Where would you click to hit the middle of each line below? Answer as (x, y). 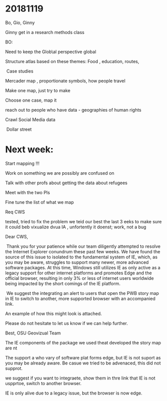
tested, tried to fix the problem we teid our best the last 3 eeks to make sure (83, 221)
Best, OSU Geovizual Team (33, 333)
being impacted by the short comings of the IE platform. (63, 283)
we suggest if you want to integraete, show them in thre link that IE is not (80, 378)
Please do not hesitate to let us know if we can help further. (67, 323)
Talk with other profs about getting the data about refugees (66, 183)
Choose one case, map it (31, 100)
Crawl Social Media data (30, 119)
